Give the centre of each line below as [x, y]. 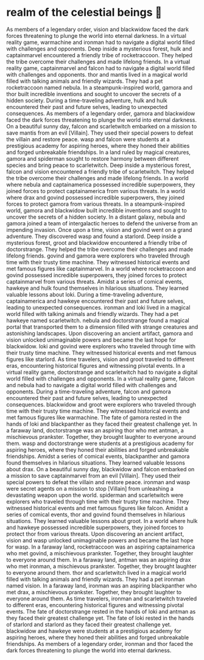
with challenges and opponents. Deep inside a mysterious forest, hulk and [99, 49]
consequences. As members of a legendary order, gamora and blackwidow [101, 113]
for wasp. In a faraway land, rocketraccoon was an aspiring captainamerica [101, 547]
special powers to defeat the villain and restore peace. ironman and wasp [98, 482]
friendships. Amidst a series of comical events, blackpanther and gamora [98, 456]
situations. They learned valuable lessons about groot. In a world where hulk [102, 521]
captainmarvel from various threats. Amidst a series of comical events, [95, 281]
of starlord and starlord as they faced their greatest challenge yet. [89, 624]
